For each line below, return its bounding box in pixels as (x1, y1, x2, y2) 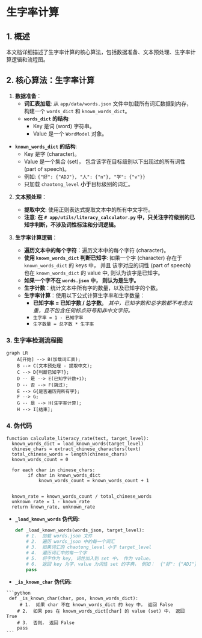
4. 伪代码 (6, 422, 32, 430)
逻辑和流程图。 (11, 56, 49, 63)
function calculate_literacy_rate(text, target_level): (6, 436, 149, 442)
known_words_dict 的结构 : (14, 143, 77, 150)
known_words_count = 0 (11, 457, 69, 463)
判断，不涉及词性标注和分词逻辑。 (34, 221, 119, 228)
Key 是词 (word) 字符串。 (32, 122, 95, 129)
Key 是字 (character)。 (23, 150, 80, 157)
